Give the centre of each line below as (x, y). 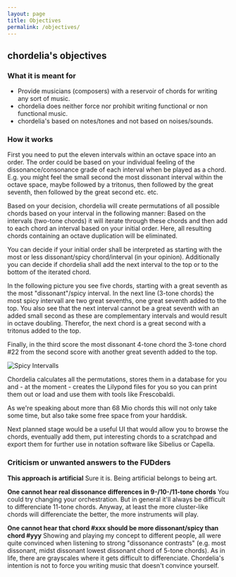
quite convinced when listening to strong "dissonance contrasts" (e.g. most (117, 543)
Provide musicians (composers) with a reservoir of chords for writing (117, 91)
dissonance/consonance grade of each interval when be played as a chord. (117, 169)
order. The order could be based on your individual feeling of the (101, 162)
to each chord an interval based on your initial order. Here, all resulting (110, 228)
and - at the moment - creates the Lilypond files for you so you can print (112, 387)
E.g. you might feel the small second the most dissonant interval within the (115, 177)
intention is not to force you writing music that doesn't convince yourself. (113, 565)
